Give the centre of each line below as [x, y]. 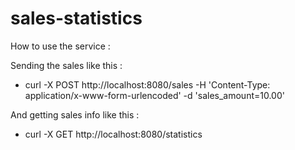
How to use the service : [60, 46]
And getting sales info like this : [75, 114]
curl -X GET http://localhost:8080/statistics [113, 134]
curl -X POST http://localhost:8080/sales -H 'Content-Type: [147, 84]
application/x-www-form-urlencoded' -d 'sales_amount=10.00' [154, 95]
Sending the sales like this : [66, 65]
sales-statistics [76, 18]
